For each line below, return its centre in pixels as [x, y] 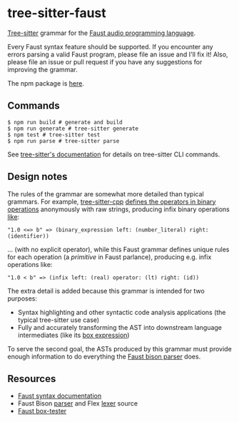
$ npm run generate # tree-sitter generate [73, 129]
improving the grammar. [42, 69]
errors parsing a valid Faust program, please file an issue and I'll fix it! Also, [118, 54]
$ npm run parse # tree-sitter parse [63, 141]
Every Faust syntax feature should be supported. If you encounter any [110, 46]
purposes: [22, 298]
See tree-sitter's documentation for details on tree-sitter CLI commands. [114, 154]
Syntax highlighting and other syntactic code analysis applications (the [122, 312]
